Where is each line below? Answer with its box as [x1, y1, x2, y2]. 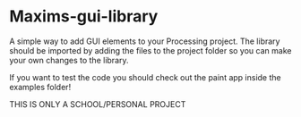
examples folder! [9, 81, 72, 92]
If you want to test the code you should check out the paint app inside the [9, 71, 281, 82]
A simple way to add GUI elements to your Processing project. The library [9, 36, 280, 46]
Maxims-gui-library [9, 6, 159, 27]
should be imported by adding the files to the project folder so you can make [9, 45, 292, 55]
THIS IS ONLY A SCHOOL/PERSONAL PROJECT [9, 98, 186, 109]
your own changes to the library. [9, 54, 129, 65]
